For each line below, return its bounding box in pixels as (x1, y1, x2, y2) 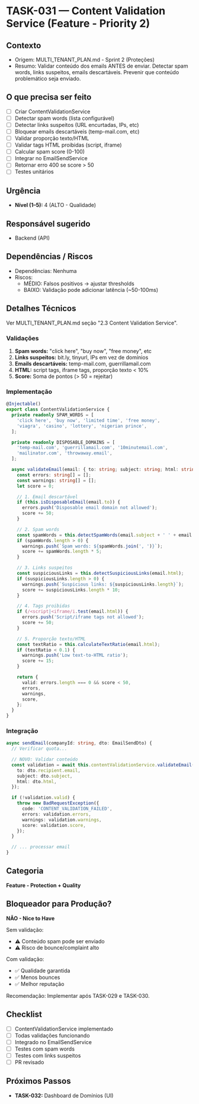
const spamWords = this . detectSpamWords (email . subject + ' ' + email (17, 532, 192, 538)
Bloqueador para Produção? (6, 899, 112, 909)
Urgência (6, 186, 41, 196)
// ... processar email (11, 844, 70, 850)
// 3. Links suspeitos (17, 565, 73, 571)
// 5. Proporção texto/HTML (17, 636, 86, 642)
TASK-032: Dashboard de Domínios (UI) (14, 1092, 114, 1099)
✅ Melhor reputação (14, 980, 65, 987)
